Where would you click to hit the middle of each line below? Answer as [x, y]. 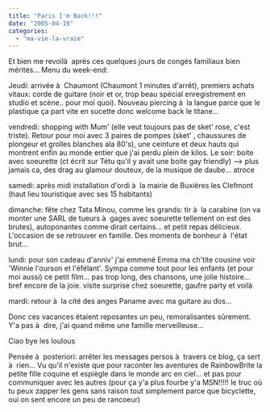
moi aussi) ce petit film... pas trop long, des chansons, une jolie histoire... [129, 277]
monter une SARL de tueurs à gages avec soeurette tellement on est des [130, 218]
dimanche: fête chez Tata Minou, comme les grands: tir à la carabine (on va [135, 210]
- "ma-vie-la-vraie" [50, 38]
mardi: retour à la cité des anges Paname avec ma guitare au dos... [120, 301]
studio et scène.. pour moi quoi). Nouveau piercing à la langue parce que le [134, 103]
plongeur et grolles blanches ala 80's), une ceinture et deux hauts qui [124, 144]
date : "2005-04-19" [41, 23]
